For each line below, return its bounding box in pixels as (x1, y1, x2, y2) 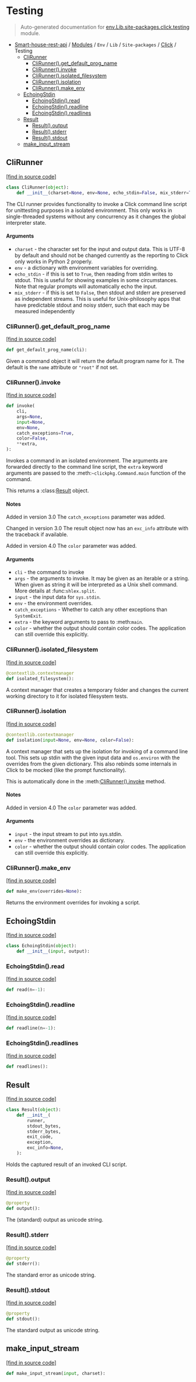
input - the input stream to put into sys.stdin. (14, 830, 123, 838)
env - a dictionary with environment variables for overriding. (14, 264, 159, 271)
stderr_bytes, (27, 1129, 61, 1134)
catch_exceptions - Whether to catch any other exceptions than (14, 606, 167, 613)
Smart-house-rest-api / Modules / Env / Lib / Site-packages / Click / (14, 41, 177, 48)
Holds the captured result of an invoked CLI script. (6, 1161, 127, 1168)
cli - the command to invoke (14, 569, 85, 576)
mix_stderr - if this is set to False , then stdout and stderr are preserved (14, 289, 186, 296)
